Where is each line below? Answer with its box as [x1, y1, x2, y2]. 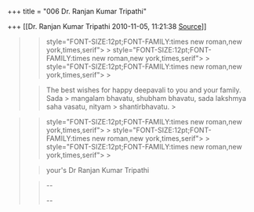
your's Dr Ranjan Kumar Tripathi [45, 166, 150, 174]
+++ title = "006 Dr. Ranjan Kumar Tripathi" [7, 7, 147, 16]
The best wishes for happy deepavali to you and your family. [45, 85, 241, 95]
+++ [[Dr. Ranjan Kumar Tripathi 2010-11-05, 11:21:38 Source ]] [7, 22, 207, 31]
